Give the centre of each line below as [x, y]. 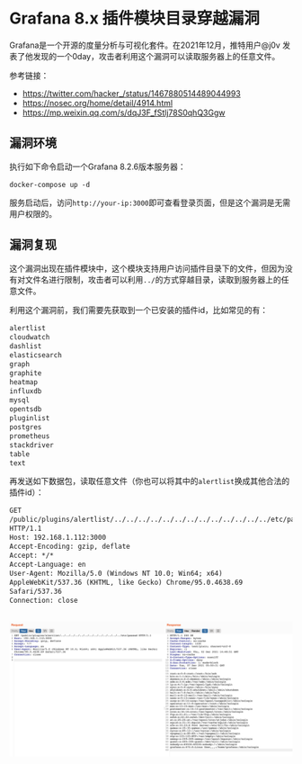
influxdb [26, 391]
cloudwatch [30, 337]
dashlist [26, 346]
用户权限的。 [33, 213]
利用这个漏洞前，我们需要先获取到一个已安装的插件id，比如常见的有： [138, 310]
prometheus [30, 436]
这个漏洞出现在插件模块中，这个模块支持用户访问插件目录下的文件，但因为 [147, 268]
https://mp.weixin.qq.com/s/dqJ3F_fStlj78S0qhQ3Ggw [124, 112]
